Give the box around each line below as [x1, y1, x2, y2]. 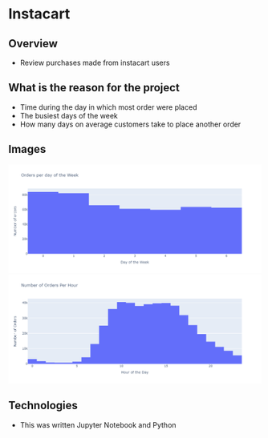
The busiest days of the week [19, 111, 119, 120]
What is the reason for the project [8, 81, 181, 94]
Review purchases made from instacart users [19, 58, 170, 67]
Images [8, 143, 47, 156]
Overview [8, 37, 59, 50]
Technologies [8, 399, 79, 412]
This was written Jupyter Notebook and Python [19, 420, 177, 429]
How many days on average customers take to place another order [19, 119, 242, 129]
